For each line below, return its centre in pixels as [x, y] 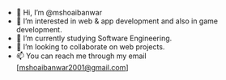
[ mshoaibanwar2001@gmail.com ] [72, 67]
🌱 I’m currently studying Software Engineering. [94, 38]
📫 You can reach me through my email [81, 56]
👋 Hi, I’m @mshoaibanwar [59, 13]
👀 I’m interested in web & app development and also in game [117, 21]
